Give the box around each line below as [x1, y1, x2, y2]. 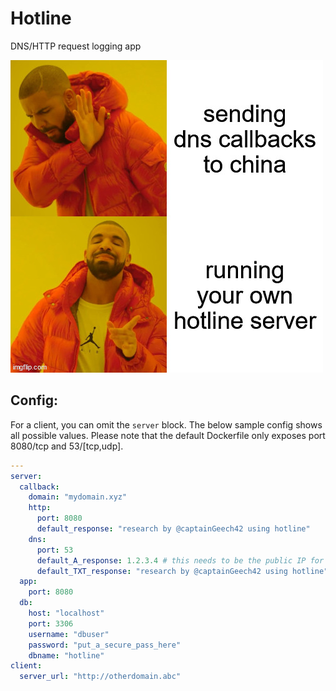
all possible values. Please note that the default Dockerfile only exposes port [10, 429, 326, 441]
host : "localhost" [28, 608, 105, 618]
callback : [19, 482, 60, 492]
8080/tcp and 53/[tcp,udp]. [10, 440, 124, 452]
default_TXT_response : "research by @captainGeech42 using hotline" [36, 566, 329, 576]
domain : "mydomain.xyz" [28, 492, 128, 502]
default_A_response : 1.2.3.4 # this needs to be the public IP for [36, 555, 325, 566]
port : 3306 [28, 618, 74, 629]
